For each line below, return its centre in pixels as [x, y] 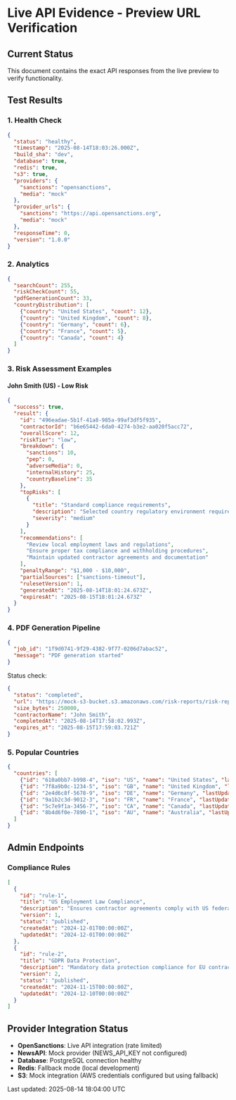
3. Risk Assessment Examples [60, 369]
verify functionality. [35, 78]
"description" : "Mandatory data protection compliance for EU [113, 968]
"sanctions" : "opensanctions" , [66, 187]
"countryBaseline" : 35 [59, 479]
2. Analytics [28, 264]
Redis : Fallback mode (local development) [78, 1068]
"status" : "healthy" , [45, 141]
